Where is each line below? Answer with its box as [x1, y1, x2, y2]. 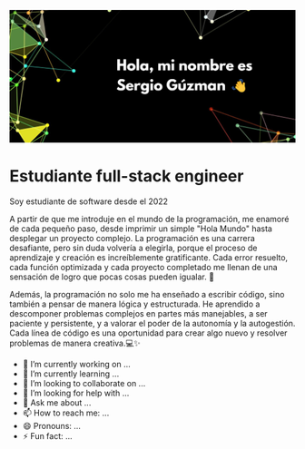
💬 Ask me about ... [22, 396, 92, 408]
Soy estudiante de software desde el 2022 [9, 196, 169, 207]
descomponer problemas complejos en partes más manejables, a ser [9, 307, 268, 318]
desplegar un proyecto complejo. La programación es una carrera [9, 232, 256, 243]
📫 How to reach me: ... [22, 407, 110, 418]
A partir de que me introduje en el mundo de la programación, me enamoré [9, 213, 290, 224]
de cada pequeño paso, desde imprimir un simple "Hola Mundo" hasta [9, 223, 272, 234]
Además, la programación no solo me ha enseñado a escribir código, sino [9, 288, 285, 299]
